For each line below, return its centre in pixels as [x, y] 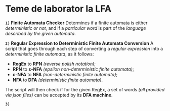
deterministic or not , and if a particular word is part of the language [76, 28]
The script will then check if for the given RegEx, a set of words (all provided [85, 89]
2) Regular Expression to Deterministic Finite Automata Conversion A [79, 43]
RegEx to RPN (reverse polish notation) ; [54, 64]
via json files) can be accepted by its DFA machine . [59, 95]
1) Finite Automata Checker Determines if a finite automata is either [76, 23]
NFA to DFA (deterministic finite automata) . [57, 80]
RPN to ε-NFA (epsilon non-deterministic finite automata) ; [73, 69]
